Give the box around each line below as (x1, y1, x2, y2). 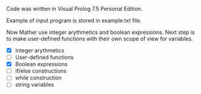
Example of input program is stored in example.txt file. (6, 17, 141, 24)
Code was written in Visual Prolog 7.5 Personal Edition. (6, 5, 143, 12)
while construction (15, 74, 62, 81)
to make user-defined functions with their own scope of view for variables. (6, 35, 193, 42)
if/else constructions (15, 67, 67, 75)
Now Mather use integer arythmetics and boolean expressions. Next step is (6, 29, 196, 36)
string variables (15, 81, 55, 89)
